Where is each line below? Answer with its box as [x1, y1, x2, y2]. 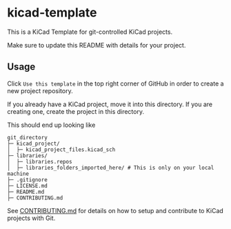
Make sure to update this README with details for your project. [7, 41, 186, 49]
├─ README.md [7, 188, 45, 195]
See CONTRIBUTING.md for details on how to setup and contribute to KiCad [7, 206, 224, 215]
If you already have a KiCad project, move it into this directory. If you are [7, 100, 212, 108]
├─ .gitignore [7, 176, 48, 183]
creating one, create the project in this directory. [7, 107, 145, 115]
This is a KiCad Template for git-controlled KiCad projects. [7, 28, 173, 36]
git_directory [7, 134, 48, 141]
